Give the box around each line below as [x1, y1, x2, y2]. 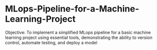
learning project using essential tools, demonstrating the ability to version [5, 35, 153, 40]
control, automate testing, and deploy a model [5, 39, 98, 45]
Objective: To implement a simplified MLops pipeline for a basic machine [5, 29, 151, 35]
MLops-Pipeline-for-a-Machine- [5, 3, 139, 14]
